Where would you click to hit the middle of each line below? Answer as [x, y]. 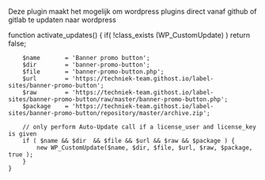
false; [17, 43]
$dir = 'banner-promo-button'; [86, 65]
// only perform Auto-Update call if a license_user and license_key [140, 127]
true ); [21, 155]
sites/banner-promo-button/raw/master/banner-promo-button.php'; [118, 99]
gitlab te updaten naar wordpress [62, 20]
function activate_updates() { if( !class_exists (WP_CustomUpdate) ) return [129, 35]
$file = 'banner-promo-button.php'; [93, 72]
